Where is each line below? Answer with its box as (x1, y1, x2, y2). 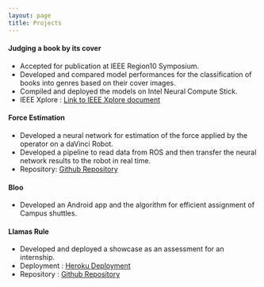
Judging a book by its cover (8, 44, 101, 53)
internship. (19, 253, 55, 262)
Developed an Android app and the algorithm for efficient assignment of (19, 200, 255, 210)
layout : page (8, 11, 52, 20)
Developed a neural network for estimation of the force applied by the (19, 130, 248, 140)
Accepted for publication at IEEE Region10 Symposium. (19, 61, 200, 71)
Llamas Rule (8, 227, 49, 236)
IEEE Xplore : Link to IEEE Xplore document (19, 94, 161, 104)
